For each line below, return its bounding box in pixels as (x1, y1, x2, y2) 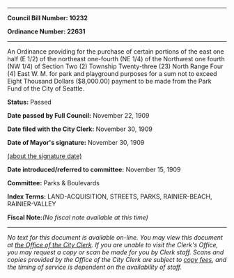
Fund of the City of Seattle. (7, 84, 85, 93)
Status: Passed (7, 98, 52, 106)
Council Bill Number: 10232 (7, 14, 88, 22)
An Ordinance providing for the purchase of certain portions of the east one (7, 47, 224, 56)
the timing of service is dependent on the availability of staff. (7, 263, 182, 271)
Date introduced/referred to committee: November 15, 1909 (7, 165, 181, 173)
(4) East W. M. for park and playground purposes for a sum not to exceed (7, 70, 217, 77)
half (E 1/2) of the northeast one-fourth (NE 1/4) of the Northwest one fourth (7, 55, 225, 63)
